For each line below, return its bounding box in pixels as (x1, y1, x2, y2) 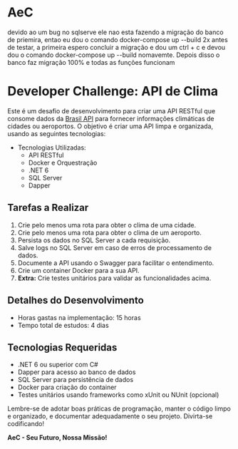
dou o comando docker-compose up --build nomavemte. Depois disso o (7, 51, 220, 59)
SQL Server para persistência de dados (17, 376, 134, 384)
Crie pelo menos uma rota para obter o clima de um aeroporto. (17, 228, 202, 237)
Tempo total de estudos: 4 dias (17, 321, 109, 329)
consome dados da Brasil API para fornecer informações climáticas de (7, 114, 214, 123)
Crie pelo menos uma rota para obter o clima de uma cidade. (17, 220, 197, 229)
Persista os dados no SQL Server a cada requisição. (17, 236, 171, 244)
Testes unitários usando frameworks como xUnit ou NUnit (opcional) (17, 391, 219, 399)
